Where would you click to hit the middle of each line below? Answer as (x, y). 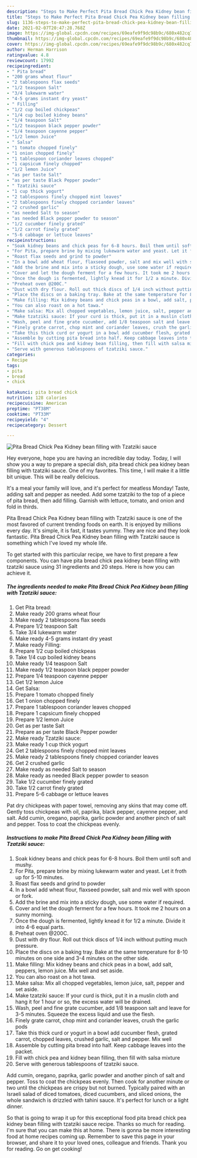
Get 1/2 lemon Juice (39, 682)
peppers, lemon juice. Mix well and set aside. (69, 971)
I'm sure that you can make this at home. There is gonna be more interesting (98, 1130)
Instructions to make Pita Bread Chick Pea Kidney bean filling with (89, 838)
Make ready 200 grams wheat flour (58, 614)
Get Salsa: (27, 688)
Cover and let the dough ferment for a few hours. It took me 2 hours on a (103, 908)
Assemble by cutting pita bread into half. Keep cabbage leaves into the (100, 1046)
